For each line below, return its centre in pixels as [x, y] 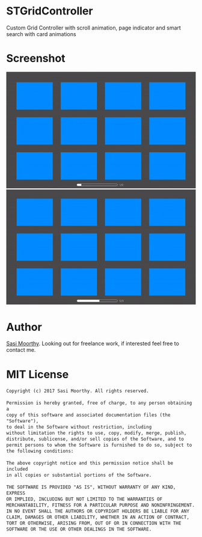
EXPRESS [16, 493]
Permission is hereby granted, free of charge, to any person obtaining [99, 403]
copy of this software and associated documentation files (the [88, 415]
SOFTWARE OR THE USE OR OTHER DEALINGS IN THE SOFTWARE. [79, 529]
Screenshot [36, 59]
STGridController [50, 11]
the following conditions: [40, 451]
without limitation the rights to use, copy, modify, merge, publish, [96, 433]
